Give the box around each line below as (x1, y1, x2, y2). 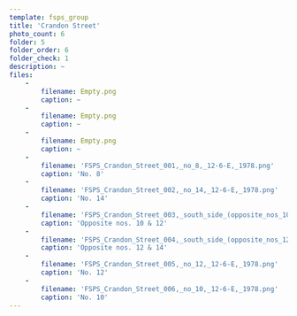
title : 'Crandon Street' (9, 21, 101, 30)
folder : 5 (9, 37, 46, 47)
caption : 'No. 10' (41, 293, 109, 302)
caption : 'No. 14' (41, 194, 109, 204)
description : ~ (9, 63, 65, 72)
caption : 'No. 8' (41, 169, 104, 178)
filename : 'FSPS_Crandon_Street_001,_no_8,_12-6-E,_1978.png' (41, 161, 275, 170)
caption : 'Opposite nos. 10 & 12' (41, 219, 168, 227)
